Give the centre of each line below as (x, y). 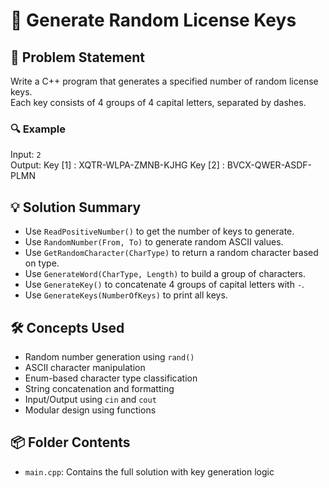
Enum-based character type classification (111, 378)
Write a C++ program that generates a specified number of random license (164, 81)
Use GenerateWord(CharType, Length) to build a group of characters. (165, 274)
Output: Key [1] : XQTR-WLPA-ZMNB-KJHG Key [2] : (117, 165)
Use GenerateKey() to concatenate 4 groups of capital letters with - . (164, 285)
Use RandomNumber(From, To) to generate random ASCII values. (154, 242)
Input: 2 (26, 155)
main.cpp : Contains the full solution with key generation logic (149, 471)
